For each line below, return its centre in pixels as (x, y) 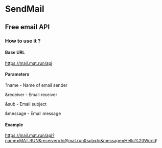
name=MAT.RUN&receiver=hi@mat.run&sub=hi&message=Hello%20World (81, 141)
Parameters (17, 74)
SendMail (25, 9)
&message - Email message (33, 113)
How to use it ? (23, 41)
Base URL (15, 53)
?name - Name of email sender (36, 85)
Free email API (27, 27)
